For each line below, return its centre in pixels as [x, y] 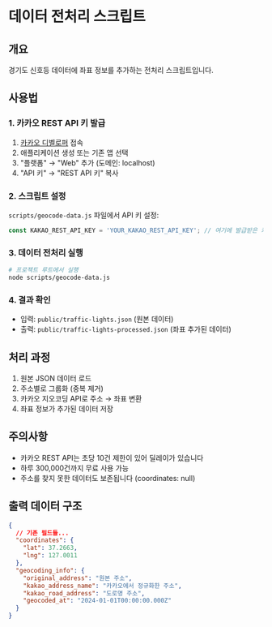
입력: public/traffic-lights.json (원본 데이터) [97, 319]
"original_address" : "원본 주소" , [78, 578]
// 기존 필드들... [42, 533]
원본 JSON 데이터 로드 [55, 379]
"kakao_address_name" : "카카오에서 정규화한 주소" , [102, 586]
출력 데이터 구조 [45, 507]
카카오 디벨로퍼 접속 [51, 142]
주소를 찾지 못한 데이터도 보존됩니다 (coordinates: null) [108, 478]
